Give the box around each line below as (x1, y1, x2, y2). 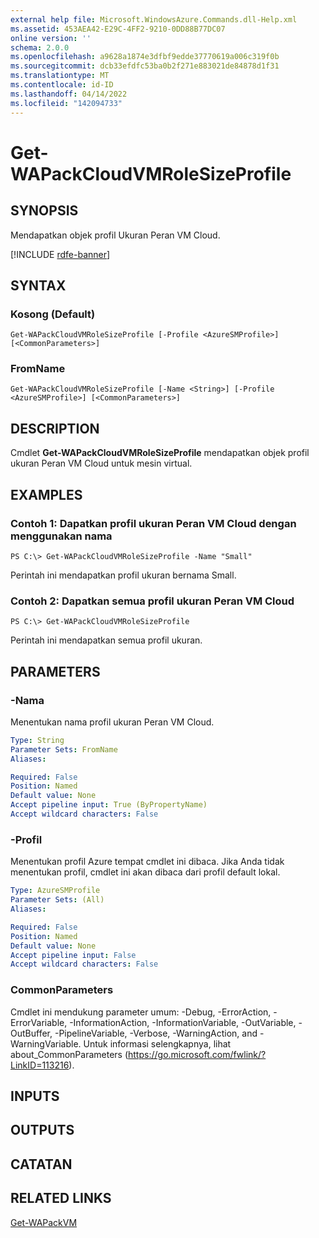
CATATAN (10, 1156, 73, 1173)
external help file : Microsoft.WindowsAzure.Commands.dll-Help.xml (10, 14, 298, 25)
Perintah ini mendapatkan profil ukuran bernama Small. (10, 569, 237, 581)
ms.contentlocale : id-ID (10, 80, 114, 90)
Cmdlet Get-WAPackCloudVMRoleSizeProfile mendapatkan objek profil (10, 447, 310, 459)
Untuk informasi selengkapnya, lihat (83, 1037, 232, 1050)
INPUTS (10, 1087, 60, 1105)
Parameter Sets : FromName (10, 744, 118, 755)
